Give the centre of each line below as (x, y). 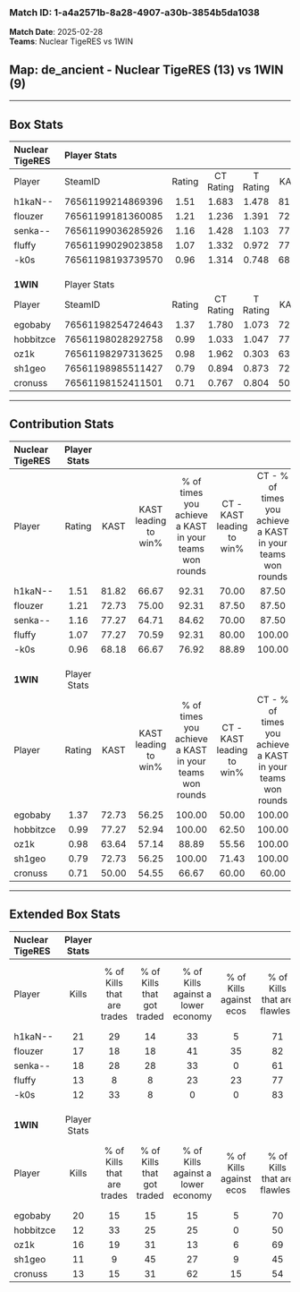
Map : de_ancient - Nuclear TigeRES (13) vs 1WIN (146, 69)
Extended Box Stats (65, 915)
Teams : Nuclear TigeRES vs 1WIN (71, 41)
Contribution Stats (62, 424)
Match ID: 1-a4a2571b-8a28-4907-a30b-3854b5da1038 (135, 13)
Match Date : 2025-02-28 (56, 32)
